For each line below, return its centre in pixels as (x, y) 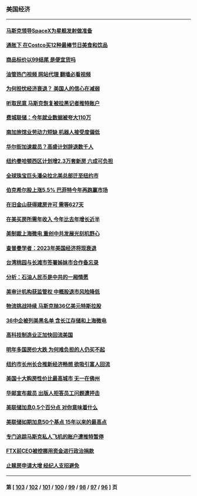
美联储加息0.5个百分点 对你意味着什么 (52, 408)
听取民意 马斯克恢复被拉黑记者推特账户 (53, 103)
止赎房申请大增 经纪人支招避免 (43, 465)
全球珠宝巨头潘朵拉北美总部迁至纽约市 (52, 175)
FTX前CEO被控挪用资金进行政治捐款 (50, 451)
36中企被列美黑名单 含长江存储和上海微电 (56, 320)
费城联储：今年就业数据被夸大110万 (49, 118)
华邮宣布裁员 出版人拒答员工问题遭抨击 (53, 393)
